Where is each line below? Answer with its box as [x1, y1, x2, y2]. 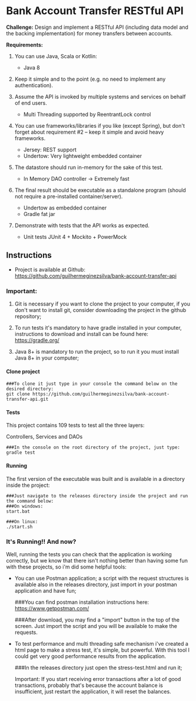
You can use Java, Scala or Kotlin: [14, 52, 97, 59]
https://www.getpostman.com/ [14, 604, 89, 612]
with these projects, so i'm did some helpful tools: [6, 563, 127, 570]
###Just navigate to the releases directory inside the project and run [6, 493, 188, 499]
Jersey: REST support [23, 146, 77, 153]
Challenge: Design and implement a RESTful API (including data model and [6, 24, 188, 31]
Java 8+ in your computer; [14, 354, 79, 361]
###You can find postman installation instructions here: [14, 599, 149, 606]
